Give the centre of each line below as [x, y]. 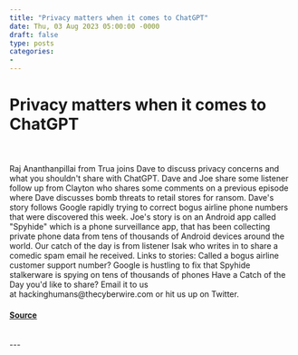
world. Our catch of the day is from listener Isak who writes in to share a [144, 245]
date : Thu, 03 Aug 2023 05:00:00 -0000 [85, 26]
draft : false [34, 35]
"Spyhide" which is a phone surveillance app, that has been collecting [140, 226]
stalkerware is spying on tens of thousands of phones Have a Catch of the [148, 274]
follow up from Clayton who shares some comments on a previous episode [149, 188]
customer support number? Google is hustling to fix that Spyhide [130, 265]
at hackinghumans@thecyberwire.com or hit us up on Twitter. [125, 294]
